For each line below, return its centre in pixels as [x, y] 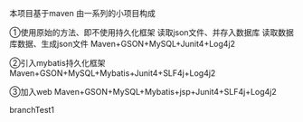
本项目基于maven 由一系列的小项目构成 [82, 13]
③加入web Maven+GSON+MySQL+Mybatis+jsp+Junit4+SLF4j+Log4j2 [143, 92]
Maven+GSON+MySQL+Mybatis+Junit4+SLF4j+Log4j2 [113, 73]
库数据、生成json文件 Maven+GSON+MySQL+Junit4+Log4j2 [123, 44]
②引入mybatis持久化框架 [57, 63]
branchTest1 [32, 110]
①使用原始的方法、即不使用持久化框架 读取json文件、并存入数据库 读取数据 [151, 33]
